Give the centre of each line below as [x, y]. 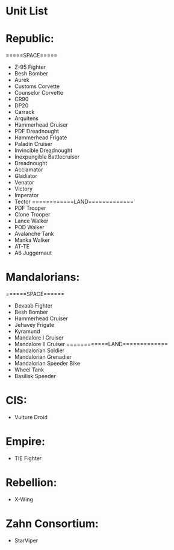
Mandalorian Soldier [39, 350]
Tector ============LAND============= [74, 202]
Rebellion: [31, 483]
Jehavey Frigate [34, 325]
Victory [23, 189]
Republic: [30, 39]
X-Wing [24, 499]
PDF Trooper [30, 208]
